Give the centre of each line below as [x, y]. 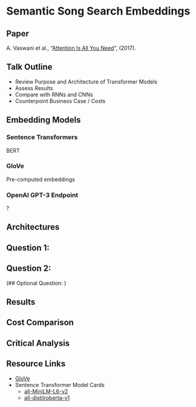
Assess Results [34, 88]
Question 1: [28, 247]
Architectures [33, 227]
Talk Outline [29, 67]
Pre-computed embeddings [41, 179]
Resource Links [36, 364]
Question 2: [29, 269]
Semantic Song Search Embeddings [98, 11]
